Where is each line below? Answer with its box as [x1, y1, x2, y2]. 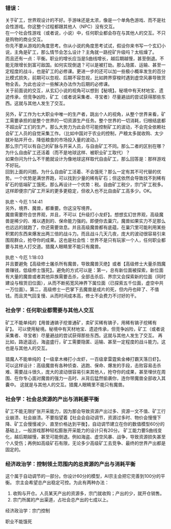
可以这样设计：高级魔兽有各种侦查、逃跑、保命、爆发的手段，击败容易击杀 [5, 362, 161, 368]
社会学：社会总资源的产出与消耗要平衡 [5, 395, 99, 403]
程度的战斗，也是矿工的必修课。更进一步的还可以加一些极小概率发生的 [9, 68, 157, 75]
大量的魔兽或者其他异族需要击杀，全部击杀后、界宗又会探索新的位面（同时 [9, 274, 166, 280]
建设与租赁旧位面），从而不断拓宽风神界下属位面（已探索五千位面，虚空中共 [5, 280, 164, 286]
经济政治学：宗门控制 [5, 508, 50, 514]
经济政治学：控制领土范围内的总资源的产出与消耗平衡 [5, 460, 136, 468]
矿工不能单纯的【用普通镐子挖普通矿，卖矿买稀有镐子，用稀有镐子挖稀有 [5, 319, 157, 325]
